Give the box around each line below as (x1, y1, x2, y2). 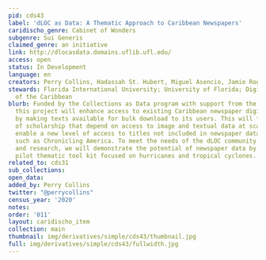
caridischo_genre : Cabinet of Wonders (8, 26, 136, 34)
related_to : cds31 (8, 159, 69, 167)
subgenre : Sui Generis (8, 33, 83, 42)
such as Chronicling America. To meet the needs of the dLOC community (15, 136, 257, 145)
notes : (8, 203, 30, 211)
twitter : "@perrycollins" (8, 188, 93, 197)
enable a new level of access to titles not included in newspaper (15, 129, 243, 137)
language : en (8, 71, 51, 78)
